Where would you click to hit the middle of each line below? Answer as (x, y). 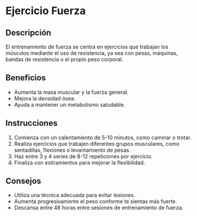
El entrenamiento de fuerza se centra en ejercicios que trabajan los (87, 47)
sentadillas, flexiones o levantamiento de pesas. (72, 150)
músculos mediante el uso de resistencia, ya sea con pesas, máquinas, (92, 53)
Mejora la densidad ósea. (45, 98)
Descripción (28, 33)
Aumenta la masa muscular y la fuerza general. (71, 92)
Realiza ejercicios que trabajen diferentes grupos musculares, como (97, 143)
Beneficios (26, 78)
